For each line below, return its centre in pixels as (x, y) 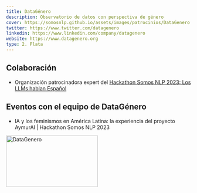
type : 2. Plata (25, 45)
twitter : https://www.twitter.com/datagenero (62, 28)
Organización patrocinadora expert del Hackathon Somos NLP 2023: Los (103, 82)
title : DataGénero (28, 11)
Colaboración (31, 68)
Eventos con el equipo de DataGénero (76, 107)
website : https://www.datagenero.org (52, 39)
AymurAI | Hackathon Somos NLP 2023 (62, 127)
